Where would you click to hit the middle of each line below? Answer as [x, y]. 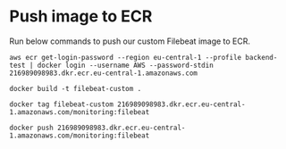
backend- [261, 57]
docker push [31, 128]
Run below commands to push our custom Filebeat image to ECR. [130, 41]
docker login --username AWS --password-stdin [126, 65]
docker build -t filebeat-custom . [76, 88]
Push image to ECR [81, 17]
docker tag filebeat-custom [62, 104]
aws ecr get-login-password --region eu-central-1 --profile [126, 57]
